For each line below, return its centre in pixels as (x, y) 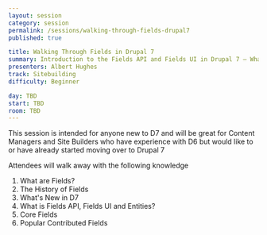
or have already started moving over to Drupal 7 (87, 150)
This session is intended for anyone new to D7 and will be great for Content (132, 133)
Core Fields (39, 214)
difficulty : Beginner (44, 81)
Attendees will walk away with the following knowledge (99, 166)
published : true (35, 38)
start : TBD (26, 103)
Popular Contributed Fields (64, 223)
